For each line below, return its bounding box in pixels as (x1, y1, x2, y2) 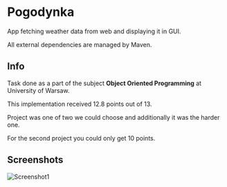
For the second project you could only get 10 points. (7, 134, 156, 142)
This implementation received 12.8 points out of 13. (7, 100, 152, 108)
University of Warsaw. (7, 86, 70, 94)
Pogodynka (7, 4, 75, 20)
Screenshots (7, 154, 64, 166)
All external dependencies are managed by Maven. (7, 40, 152, 48)
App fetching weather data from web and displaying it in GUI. (7, 27, 181, 35)
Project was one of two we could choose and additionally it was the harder (7, 113, 220, 121)
